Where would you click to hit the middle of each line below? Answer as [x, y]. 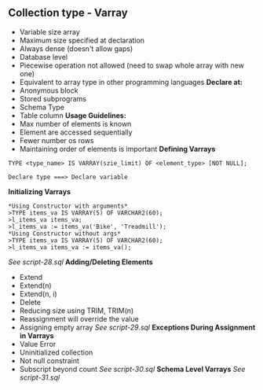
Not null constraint [49, 360]
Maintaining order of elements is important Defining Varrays [117, 149]
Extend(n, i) [38, 293]
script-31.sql [40, 377]
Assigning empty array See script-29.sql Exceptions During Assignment [137, 327]
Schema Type [42, 107]
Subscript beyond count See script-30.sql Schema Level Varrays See [132, 369]
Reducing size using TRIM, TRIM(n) [77, 311]
